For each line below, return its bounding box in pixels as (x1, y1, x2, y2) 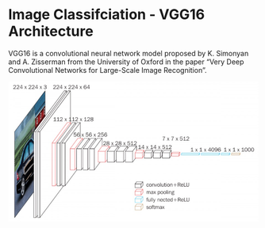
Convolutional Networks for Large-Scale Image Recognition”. (8, 65, 207, 74)
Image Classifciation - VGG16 (8, 6, 205, 24)
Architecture (8, 22, 94, 40)
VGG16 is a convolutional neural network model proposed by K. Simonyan (8, 48, 249, 58)
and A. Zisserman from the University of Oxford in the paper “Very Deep (8, 57, 244, 66)
